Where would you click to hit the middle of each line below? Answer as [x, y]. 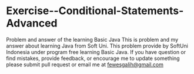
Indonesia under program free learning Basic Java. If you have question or [96, 52]
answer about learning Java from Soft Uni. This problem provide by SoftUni [97, 46]
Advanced [32, 23]
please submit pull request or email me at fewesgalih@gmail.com [85, 64]
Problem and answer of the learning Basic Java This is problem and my [92, 39]
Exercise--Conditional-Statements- [95, 11]
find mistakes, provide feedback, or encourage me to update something [93, 58]
